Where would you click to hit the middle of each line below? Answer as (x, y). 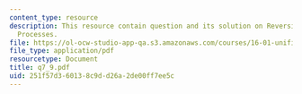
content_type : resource (54, 17)
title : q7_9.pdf (40, 68)
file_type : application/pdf (62, 51)
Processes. (38, 34)
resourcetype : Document (54, 59)
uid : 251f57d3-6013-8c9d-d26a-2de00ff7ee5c (92, 76)
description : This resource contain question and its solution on (136, 26)
